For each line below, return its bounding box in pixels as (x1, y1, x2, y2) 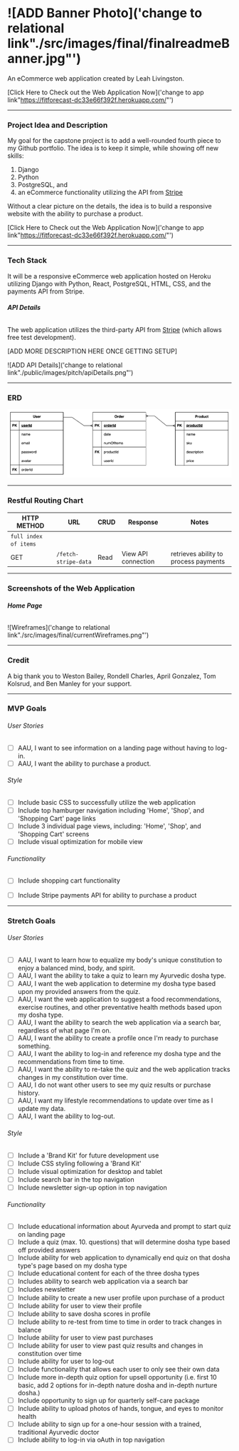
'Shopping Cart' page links (17, 814, 96, 823)
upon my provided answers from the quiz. (17, 987, 141, 995)
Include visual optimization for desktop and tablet (17, 1167, 163, 1175)
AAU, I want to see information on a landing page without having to (17, 743, 214, 752)
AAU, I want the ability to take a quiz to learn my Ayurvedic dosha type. (17, 971, 226, 980)
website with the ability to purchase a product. (7, 209, 144, 219)
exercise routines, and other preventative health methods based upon (17, 1003, 223, 1011)
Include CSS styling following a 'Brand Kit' (17, 1159, 142, 1168)
